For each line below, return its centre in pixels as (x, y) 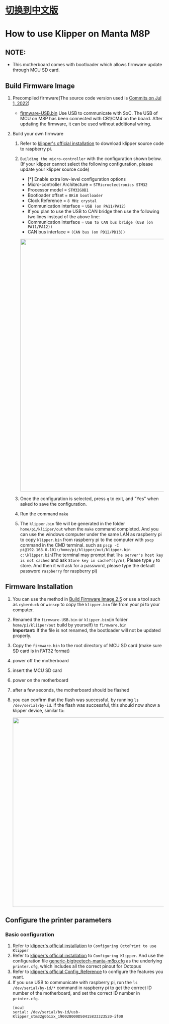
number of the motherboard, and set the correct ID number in (76, 993)
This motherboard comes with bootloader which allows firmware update (87, 65)
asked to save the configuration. (53, 504)
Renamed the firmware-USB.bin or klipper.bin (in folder (70, 619)
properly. (22, 636)
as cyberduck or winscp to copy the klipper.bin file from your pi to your (86, 604)
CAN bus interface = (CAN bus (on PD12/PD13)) (76, 232)
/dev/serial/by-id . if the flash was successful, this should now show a (86, 705)
